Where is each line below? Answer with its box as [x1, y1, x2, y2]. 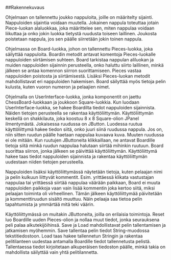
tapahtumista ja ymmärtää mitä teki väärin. [5, 201, 95, 207]
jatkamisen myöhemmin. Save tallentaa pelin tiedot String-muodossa [5, 227, 150, 233]
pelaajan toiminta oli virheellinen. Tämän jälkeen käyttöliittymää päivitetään [5, 191, 162, 196]
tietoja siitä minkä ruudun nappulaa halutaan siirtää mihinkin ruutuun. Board [5, 143, 164, 149]
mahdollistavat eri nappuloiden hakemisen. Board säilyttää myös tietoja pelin [5, 79, 166, 84]
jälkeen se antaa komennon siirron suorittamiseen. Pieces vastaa [5, 67, 142, 74]
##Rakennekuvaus [5, 5, 45, 10]
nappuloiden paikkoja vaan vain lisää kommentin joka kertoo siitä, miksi [5, 185, 155, 191]
